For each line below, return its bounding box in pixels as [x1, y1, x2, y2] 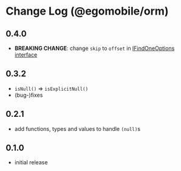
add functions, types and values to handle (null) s [14, 125, 141, 132]
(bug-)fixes [14, 91, 43, 99]
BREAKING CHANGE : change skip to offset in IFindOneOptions [14, 44, 175, 52]
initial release [14, 159, 48, 166]
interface [14, 51, 38, 58]
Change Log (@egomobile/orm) [5, 4, 169, 18]
